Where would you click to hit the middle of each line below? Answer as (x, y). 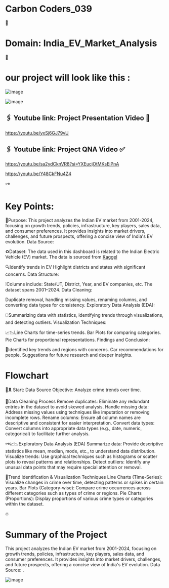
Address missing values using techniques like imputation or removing (78, 412)
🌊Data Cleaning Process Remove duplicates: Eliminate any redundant (77, 402)
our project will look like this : (68, 78)
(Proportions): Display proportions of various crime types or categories (79, 498)
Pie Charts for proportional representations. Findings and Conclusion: (78, 340)
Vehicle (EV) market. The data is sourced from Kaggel (61, 257)
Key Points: (30, 206)
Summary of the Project (56, 535)
